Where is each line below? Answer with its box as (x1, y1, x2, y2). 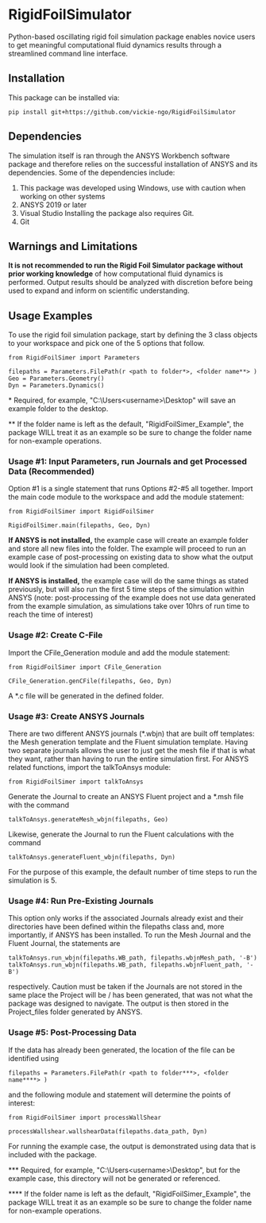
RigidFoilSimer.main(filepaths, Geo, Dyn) (8, 521, 151, 529)
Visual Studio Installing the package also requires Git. (19, 208, 195, 217)
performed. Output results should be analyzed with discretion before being (8, 278, 253, 287)
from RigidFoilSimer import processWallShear (8, 1113, 161, 1121)
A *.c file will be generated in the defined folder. (8, 690, 164, 700)
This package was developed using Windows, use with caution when (19, 183, 246, 192)
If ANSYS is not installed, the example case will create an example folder (8, 536, 249, 545)
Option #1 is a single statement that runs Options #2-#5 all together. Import (8, 484, 253, 494)
